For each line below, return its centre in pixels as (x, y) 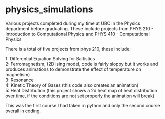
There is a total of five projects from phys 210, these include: (68, 49)
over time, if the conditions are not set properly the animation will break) (80, 96)
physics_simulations (49, 9)
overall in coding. (23, 111)
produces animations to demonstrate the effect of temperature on (73, 69)
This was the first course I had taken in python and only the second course (83, 105)
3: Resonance (19, 80)
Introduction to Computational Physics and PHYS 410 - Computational (77, 34)
